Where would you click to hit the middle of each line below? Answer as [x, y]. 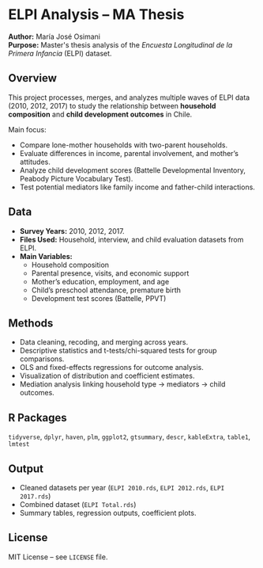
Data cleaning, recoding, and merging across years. [103, 342]
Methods [31, 323]
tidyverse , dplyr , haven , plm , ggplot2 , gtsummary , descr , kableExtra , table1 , [130, 436]
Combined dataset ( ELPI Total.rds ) [78, 504]
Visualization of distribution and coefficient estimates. [107, 376]
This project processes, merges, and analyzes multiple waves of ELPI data [129, 97]
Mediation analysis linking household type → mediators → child [122, 384]
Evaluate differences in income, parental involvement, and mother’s [129, 153]
